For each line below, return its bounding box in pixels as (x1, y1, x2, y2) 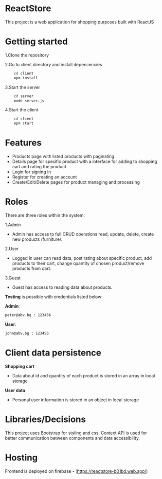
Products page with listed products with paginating (12, 154, 114, 160)
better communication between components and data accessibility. (5, 435, 140, 441)
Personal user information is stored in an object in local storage (12, 397, 139, 403)
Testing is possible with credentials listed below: (5, 294, 103, 300)
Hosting (5, 452, 38, 463)
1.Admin (5, 222, 21, 228)
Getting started (5, 36, 68, 47)
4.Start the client (5, 107, 38, 113)
